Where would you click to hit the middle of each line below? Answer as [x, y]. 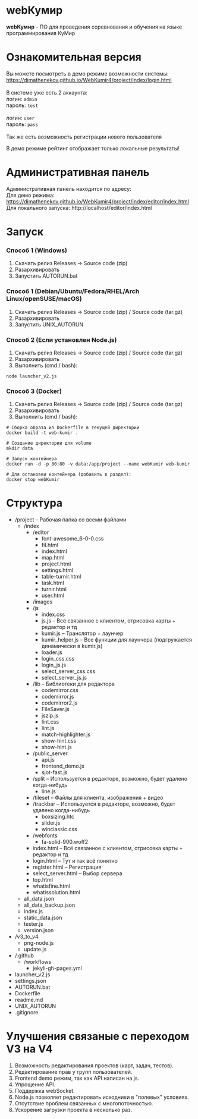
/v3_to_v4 [26, 936]
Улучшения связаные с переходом [98, 1037]
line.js [49, 791]
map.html [53, 558]
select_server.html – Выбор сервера [78, 873]
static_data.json [43, 918]
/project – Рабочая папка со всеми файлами [70, 520]
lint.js [48, 728]
